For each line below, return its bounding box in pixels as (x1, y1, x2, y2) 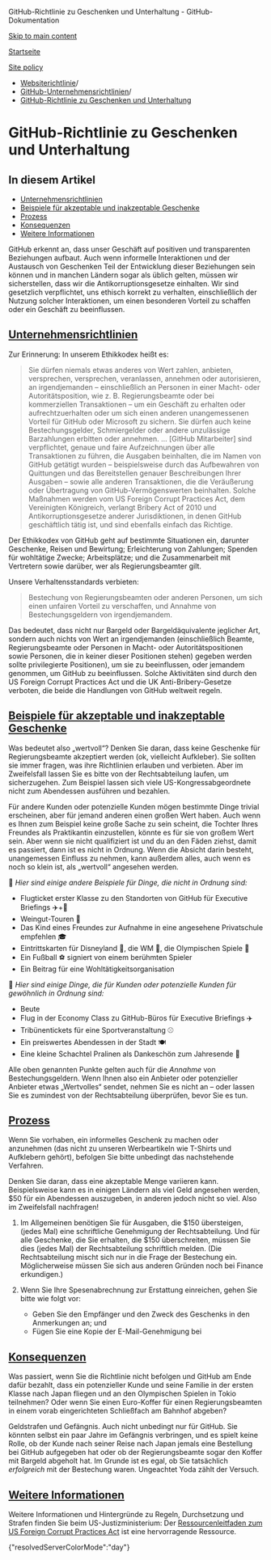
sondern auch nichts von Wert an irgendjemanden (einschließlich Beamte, (8, 634, 255, 644)
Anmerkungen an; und (32, 1318, 108, 1328)
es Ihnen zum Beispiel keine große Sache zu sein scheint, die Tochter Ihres (8, 818, 259, 828)
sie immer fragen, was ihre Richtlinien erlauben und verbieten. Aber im (8, 760, 243, 770)
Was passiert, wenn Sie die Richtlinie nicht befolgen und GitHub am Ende (8, 1372, 252, 1381)
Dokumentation (8, 15, 60, 25)
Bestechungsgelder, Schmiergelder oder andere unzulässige (28, 425, 231, 435)
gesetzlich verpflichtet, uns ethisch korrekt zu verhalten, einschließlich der (8, 287, 257, 297)
